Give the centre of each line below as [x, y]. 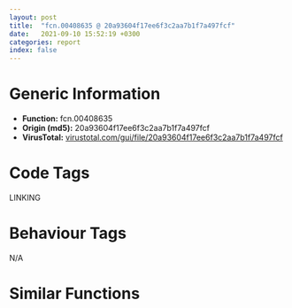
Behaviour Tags [68, 233]
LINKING [25, 197]
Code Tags [50, 173]
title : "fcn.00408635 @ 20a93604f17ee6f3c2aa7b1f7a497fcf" [123, 26]
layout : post [33, 17]
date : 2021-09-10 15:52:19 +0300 [75, 34]
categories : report [45, 42]
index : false [33, 50]
